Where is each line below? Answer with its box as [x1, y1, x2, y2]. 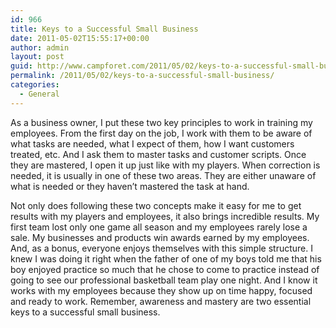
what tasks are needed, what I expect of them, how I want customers [10, 137, 295, 150]
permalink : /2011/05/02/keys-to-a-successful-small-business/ [10, 71, 275, 81]
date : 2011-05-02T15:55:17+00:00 [10, 33, 150, 43]
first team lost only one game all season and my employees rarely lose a [10, 221, 308, 233]
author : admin [10, 42, 70, 53]
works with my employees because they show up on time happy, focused [10, 284, 313, 296]
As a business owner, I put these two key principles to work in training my [10, 116, 313, 128]
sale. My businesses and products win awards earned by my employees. [10, 231, 310, 243]
